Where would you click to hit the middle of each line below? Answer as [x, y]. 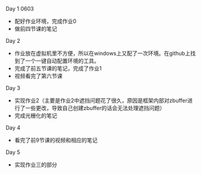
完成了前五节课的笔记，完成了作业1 [58, 68]
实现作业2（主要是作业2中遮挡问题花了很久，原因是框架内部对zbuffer [101, 100]
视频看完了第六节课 [38, 76]
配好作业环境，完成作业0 [45, 21]
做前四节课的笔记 [36, 29]
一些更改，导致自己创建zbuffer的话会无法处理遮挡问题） [95, 108]
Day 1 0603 [20, 9]
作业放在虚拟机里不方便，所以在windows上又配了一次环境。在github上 [103, 53]
